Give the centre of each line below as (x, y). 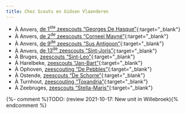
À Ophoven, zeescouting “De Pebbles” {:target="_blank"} (83, 69)
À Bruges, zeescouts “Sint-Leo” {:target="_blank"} (75, 57)
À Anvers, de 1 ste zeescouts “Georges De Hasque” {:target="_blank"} (97, 29)
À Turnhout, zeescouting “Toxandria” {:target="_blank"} (81, 82)
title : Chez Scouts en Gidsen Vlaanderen (58, 11)
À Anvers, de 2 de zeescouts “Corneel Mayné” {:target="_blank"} (92, 36)
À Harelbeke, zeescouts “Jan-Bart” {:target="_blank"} (78, 63)
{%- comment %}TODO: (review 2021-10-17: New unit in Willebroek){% (92, 99)
